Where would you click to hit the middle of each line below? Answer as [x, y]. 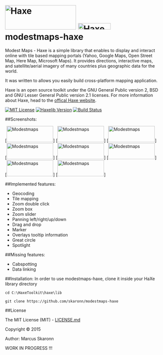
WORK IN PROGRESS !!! [29, 348]
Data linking [24, 269]
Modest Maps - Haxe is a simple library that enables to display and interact [80, 50]
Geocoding [23, 193]
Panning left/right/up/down [39, 219]
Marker [19, 229]
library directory [21, 284]
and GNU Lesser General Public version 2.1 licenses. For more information [79, 95]
